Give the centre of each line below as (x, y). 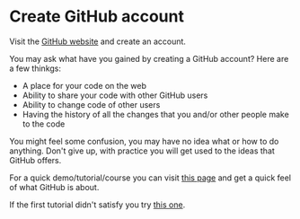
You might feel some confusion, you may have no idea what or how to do (144, 141)
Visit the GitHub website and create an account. (98, 41)
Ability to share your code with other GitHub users (115, 95)
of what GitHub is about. (54, 187)
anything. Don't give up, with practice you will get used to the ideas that (142, 151)
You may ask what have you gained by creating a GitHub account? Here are (149, 58)
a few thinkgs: (35, 68)
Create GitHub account (97, 17)
